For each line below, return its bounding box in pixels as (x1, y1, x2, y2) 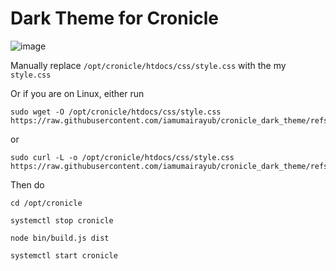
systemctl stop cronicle (10, 215, 114, 226)
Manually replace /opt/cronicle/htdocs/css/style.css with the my (10, 59, 287, 71)
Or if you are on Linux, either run (10, 87, 145, 99)
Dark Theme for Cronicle (10, 7, 219, 30)
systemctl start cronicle (10, 250, 118, 261)
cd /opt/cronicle (10, 198, 83, 208)
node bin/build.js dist (10, 233, 110, 243)
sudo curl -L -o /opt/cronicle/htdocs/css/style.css (10, 152, 235, 162)
